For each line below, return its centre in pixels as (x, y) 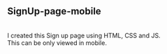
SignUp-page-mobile (54, 11)
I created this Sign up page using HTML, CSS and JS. (84, 35)
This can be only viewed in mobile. (57, 43)
